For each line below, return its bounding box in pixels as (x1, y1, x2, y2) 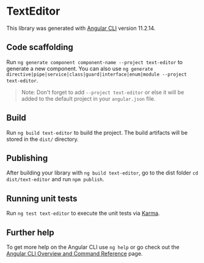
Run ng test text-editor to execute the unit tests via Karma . (6, 209, 160, 217)
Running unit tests (6, 193, 78, 204)
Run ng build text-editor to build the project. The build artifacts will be (6, 129, 188, 136)
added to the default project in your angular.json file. (21, 95, 156, 102)
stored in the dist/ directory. (6, 135, 79, 143)
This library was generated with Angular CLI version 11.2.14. (6, 24, 156, 32)
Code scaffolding (6, 42, 73, 52)
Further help (6, 227, 55, 237)
